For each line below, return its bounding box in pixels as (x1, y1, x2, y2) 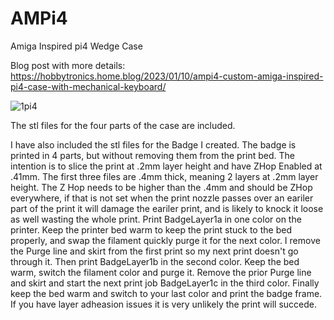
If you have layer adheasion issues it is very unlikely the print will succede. (10, 298, 317, 310)
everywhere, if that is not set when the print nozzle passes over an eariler (10, 192, 314, 204)
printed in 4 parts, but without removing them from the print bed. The (10, 149, 296, 161)
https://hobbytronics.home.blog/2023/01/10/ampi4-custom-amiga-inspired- (10, 70, 324, 82)
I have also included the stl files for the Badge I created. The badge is (10, 138, 297, 151)
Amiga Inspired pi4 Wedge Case (10, 40, 143, 52)
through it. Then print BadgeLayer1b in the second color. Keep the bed (10, 255, 300, 267)
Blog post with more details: (10, 59, 126, 71)
